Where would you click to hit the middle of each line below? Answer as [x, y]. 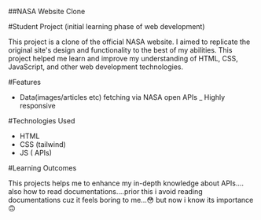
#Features [25, 82]
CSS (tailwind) [43, 144]
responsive [38, 106]
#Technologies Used [42, 121]
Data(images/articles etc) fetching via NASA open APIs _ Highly [122, 97]
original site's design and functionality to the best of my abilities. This [120, 50]
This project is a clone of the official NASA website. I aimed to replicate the [129, 42]
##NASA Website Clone [47, 11]
